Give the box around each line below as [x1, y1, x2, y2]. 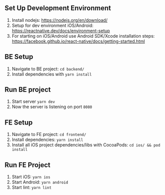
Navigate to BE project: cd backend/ [11, 65, 84, 71]
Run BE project [4, 85, 51, 94]
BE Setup [4, 53, 33, 61]
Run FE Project [4, 161, 50, 169]
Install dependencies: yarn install [11, 136, 83, 143]
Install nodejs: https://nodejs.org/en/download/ [11, 17, 108, 23]
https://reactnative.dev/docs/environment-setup [11, 27, 110, 34]
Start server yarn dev [11, 99, 55, 105]
